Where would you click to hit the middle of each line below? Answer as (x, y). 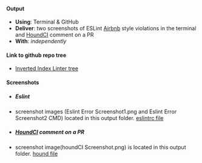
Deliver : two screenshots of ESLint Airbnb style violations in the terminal (106, 28)
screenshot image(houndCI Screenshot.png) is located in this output (100, 147)
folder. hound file (36, 153)
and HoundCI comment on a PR (54, 35)
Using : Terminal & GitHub (47, 22)
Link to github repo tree (36, 55)
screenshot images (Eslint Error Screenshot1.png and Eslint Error (96, 111)
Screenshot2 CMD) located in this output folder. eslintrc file (89, 118)
